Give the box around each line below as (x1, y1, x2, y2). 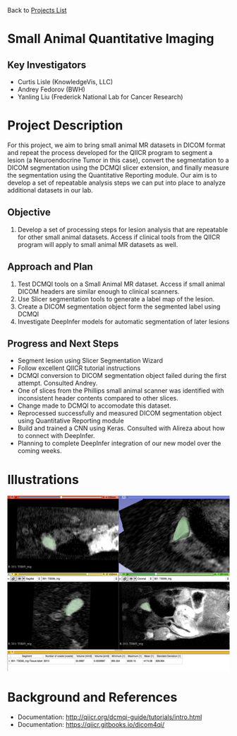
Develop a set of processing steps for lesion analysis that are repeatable (17, 225, 228, 234)
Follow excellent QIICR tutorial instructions (17, 364, 141, 372)
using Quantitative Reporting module (17, 417, 125, 425)
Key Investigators (7, 59, 87, 71)
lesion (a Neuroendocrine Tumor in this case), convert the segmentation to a (7, 156, 229, 164)
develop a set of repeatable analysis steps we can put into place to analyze (7, 178, 226, 187)
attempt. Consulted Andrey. (17, 379, 98, 388)
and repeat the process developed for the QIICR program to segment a (7, 148, 213, 156)
